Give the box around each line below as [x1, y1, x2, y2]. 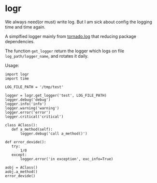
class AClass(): [5, 122, 38, 127]
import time [5, 76, 29, 81]
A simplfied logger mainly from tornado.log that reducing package [5, 33, 137, 39]
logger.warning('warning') [5, 106, 59, 110]
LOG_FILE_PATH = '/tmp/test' [5, 84, 64, 90]
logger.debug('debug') [5, 97, 51, 102]
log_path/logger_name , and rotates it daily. [5, 53, 89, 59]
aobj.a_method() [5, 169, 38, 174]
